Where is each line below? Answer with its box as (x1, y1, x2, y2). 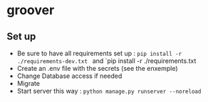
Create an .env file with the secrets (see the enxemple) (16, 64, 179, 72)
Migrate (16, 79, 41, 87)
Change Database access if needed (16, 72, 123, 80)
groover (6, 2, 55, 18)
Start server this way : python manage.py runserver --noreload (16, 87, 202, 95)
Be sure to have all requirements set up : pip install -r (16, 49, 182, 57)
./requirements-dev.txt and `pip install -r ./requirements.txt (16, 57, 197, 65)
